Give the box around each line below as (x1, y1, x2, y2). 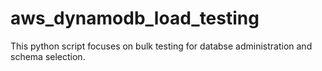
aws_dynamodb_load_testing (10, 7, 260, 30)
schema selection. (10, 50, 86, 62)
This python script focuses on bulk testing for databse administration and (10, 40, 313, 52)
